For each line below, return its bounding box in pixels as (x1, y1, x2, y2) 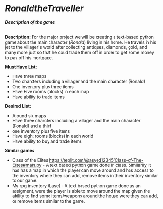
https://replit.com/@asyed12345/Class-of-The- (49, 157, 144, 163)
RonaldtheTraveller (5, 3, 84, 14)
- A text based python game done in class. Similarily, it (42, 163, 151, 168)
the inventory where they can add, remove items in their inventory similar (12, 173, 158, 179)
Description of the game (5, 19, 55, 25)
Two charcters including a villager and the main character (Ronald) (12, 78, 146, 85)
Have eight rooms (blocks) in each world (12, 134, 94, 139)
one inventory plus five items (12, 128, 70, 134)
